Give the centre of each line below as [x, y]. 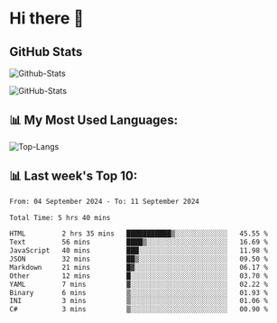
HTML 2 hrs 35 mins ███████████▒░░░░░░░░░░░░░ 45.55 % [139, 234]
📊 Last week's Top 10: [74, 176]
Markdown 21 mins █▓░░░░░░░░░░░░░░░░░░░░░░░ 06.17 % [139, 267]
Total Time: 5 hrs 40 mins [60, 217]
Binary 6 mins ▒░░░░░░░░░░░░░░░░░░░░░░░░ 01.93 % [139, 292]
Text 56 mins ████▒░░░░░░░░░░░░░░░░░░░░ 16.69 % [139, 243]
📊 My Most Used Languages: [94, 120]
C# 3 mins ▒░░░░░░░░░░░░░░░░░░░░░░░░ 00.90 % [139, 309]
